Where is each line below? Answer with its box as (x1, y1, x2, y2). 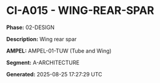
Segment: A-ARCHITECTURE (6, 59, 80, 66)
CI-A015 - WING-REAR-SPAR (6, 4, 155, 18)
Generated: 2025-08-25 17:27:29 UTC (6, 70, 102, 78)
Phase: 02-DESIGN (6, 24, 55, 31)
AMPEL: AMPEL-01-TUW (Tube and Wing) (6, 47, 112, 55)
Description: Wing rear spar (6, 35, 77, 42)
